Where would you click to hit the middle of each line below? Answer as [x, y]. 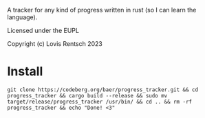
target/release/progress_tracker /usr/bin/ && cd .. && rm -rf [100, 102]
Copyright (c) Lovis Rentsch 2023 [55, 44]
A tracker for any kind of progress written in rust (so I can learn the [102, 10]
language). [22, 17]
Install [25, 72]
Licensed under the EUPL [43, 31]
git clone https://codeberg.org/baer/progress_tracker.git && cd [102, 90]
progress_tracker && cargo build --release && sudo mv [87, 95]
